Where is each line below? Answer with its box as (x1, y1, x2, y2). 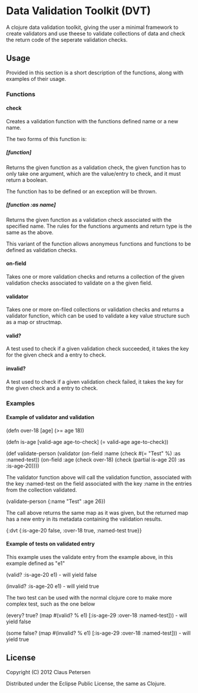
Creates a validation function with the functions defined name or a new (6, 117, 179, 125)
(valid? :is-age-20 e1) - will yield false (6, 571, 97, 578)
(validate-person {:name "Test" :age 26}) (6, 498, 106, 505)
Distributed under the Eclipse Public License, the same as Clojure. (6, 680, 166, 687)
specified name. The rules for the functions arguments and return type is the (6, 223, 192, 230)
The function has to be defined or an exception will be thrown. (6, 188, 157, 195)
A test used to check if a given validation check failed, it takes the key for (6, 378, 184, 385)
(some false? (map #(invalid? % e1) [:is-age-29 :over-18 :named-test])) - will (6, 629, 191, 636)
